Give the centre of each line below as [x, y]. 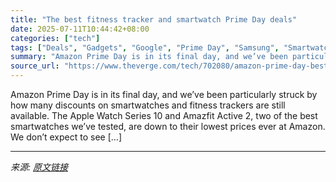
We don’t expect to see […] [66, 137]
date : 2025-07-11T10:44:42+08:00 [80, 29]
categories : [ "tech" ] [55, 38]
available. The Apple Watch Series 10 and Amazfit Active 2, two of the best [164, 115]
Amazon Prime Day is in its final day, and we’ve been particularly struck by [164, 94]
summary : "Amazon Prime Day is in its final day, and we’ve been [149, 57]
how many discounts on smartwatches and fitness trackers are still [148, 105]
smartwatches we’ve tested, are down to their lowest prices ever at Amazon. [168, 126]
